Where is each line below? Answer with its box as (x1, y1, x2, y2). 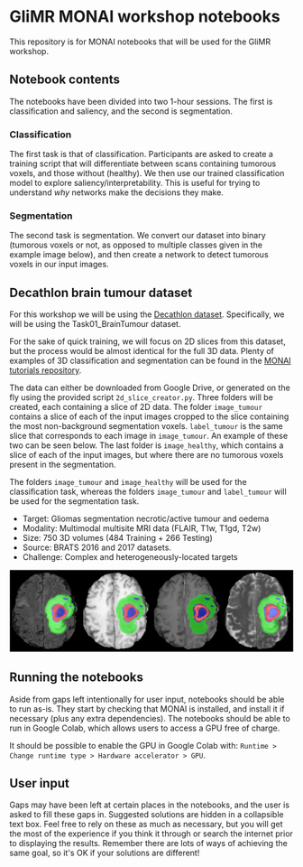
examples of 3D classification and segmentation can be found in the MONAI (9, 355, 291, 367)
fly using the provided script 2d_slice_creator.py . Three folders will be (9, 392, 273, 403)
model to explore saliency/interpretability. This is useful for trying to (9, 178, 261, 189)
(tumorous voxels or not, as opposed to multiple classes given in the (9, 239, 263, 250)
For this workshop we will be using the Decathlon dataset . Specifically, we (9, 309, 285, 320)
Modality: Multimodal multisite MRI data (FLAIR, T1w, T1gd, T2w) (22, 523, 262, 534)
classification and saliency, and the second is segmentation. (9, 106, 233, 117)
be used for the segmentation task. (9, 496, 140, 507)
